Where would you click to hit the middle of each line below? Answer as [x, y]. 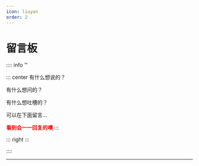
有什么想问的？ [24, 90]
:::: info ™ [17, 65]
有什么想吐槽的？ [27, 103]
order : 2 [17, 17]
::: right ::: [18, 139]
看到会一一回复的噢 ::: [33, 127]
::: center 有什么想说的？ [36, 77]
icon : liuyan [22, 12]
